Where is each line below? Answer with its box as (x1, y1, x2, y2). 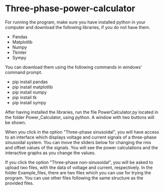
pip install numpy (12, 89, 47, 95)
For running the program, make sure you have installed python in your (5, 19, 146, 25)
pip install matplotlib (12, 84, 53, 90)
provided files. (5, 180, 34, 186)
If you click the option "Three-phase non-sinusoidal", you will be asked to (5, 159, 153, 165)
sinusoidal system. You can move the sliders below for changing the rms (5, 139, 151, 145)
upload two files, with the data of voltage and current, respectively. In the (5, 165, 153, 170)
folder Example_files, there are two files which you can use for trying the (5, 169, 151, 175)
